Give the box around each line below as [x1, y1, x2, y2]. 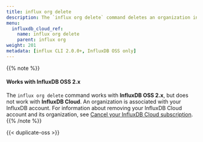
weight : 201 [6, 43, 36, 49]
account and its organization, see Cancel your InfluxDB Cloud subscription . [6, 111, 193, 118]
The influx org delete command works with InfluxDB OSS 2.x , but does [6, 91, 188, 99]
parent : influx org [17, 37, 66, 43]
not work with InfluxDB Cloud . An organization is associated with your [6, 97, 181, 105]
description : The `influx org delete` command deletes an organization [6, 14, 190, 20]
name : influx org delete [17, 31, 80, 37]
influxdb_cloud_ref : [11, 25, 63, 32]
